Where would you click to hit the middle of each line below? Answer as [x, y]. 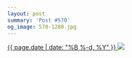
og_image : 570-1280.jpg [42, 27]
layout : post [26, 14]
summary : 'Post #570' [39, 20]
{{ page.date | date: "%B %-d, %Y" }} [62, 48]
